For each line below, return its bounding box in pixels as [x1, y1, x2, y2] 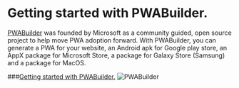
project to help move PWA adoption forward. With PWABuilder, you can [7, 35, 216, 44]
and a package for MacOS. [7, 58, 86, 67]
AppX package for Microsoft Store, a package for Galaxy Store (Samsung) [7, 51, 225, 60]
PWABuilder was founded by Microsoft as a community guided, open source [7, 28, 232, 37]
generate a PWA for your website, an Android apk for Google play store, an [7, 43, 227, 52]
